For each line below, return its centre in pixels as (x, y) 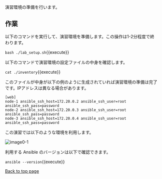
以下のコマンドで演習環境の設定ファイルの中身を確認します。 (66, 62)
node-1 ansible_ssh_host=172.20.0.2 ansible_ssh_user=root (66, 101)
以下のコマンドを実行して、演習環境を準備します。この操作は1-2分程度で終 (80, 36)
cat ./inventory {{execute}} (33, 72)
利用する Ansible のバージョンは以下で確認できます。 (58, 152)
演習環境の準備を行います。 (32, 7)
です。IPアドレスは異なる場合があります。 (47, 88)
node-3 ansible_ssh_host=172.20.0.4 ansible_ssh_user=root (66, 118)
